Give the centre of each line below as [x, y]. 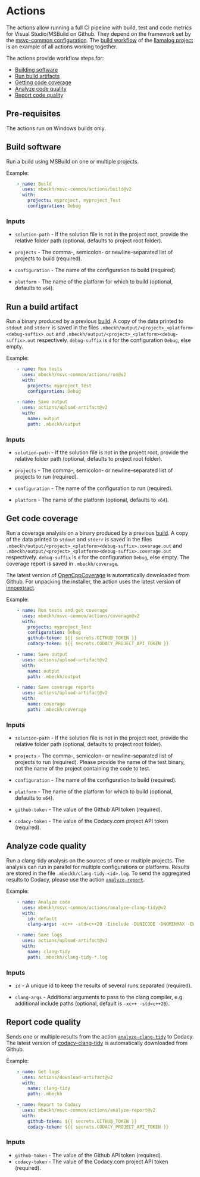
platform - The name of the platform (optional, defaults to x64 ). [92, 500]
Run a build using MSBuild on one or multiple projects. [73, 161]
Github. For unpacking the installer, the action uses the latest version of [93, 581]
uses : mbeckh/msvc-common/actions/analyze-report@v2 [89, 1110]
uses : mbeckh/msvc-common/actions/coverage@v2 [81, 616]
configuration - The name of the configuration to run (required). [94, 488]
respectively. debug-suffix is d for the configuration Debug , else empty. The [98, 557]
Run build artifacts [37, 76]
